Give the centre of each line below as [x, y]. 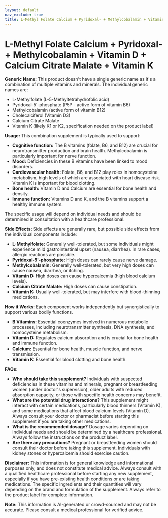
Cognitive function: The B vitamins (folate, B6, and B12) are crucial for [85, 145]
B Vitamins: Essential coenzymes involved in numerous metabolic [80, 322]
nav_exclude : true [24, 15]
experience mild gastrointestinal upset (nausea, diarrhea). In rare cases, [86, 249]
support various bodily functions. [39, 312]
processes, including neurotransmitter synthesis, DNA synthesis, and [83, 327]
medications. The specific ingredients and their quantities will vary [73, 484]
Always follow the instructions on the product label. [65, 437]
